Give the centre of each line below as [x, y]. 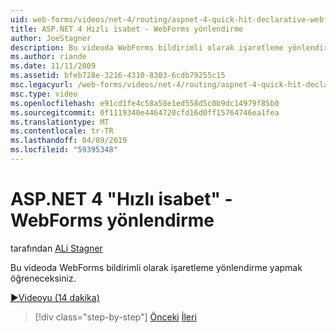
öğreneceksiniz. [43, 278]
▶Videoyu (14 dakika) [55, 297]
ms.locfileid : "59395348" [64, 150]
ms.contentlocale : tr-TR [62, 131]
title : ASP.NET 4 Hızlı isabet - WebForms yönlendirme [127, 29]
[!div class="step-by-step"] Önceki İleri [115, 317]
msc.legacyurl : [42, 85]
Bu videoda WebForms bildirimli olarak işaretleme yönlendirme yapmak [156, 267]
